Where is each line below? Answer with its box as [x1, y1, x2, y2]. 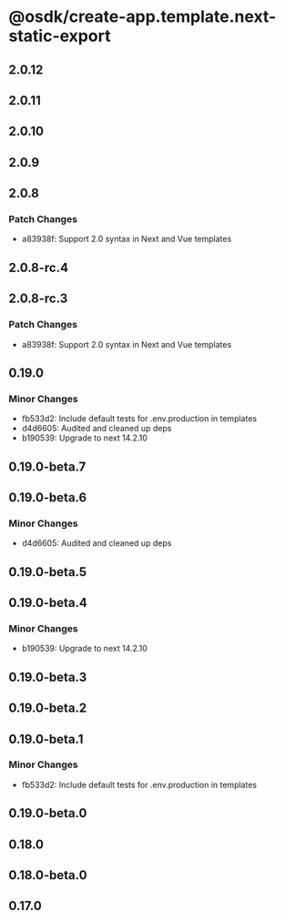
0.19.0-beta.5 [8, 564, 87, 580]
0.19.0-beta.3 [8, 669, 87, 684]
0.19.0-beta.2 [8, 701, 87, 716]
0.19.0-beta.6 [8, 490, 87, 505]
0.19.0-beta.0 [8, 805, 87, 821]
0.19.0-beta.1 [8, 731, 84, 747]
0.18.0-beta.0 [8, 867, 87, 883]
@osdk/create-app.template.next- [8, 6, 277, 27]
